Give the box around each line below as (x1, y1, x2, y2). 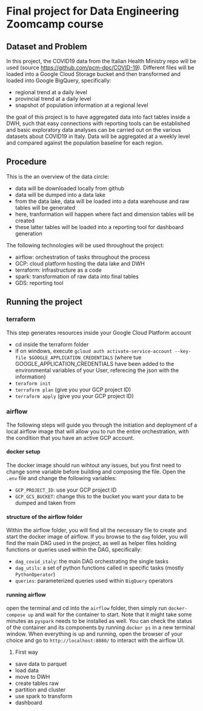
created (15, 217, 35, 224)
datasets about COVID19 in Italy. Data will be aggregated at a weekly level (6, 132, 190, 140)
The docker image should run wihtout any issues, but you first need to (6, 462, 182, 469)
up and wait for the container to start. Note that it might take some (28, 611, 192, 618)
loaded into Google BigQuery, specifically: (6, 77, 111, 84)
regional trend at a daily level (15, 89, 88, 95)
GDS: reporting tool (15, 279, 64, 286)
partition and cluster (15, 686, 65, 693)
